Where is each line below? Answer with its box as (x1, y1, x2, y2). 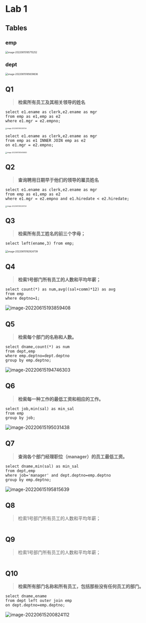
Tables (5, 24, 27, 32)
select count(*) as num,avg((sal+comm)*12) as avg (5, 287, 116, 292)
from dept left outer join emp (5, 598, 72, 603)
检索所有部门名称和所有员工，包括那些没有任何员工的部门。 (17, 583, 144, 590)
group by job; (5, 415, 36, 420)
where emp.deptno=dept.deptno (5, 353, 70, 359)
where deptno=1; (5, 296, 40, 301)
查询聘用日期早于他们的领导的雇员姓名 (17, 177, 99, 183)
